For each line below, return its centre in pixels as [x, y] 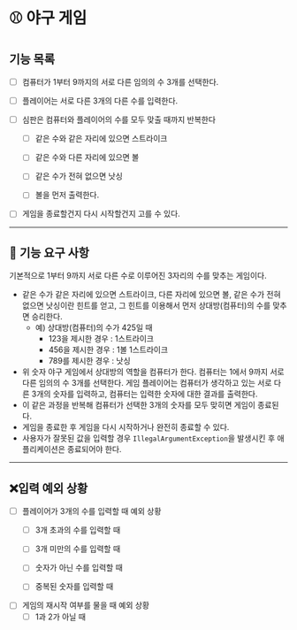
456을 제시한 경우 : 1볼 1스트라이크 [108, 350]
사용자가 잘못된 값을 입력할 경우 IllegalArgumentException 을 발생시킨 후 [148, 438]
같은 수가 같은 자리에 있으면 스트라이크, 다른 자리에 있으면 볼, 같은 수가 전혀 [151, 295]
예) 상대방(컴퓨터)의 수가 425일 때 [94, 327]
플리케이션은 [44, 449]
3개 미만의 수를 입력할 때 [78, 549]
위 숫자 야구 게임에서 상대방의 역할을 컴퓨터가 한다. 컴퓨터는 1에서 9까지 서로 [153, 372]
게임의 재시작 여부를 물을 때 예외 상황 [86, 605]
